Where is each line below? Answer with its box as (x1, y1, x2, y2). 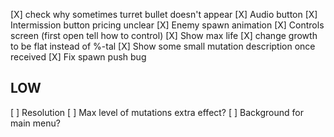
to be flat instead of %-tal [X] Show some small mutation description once (10, 40, 316, 52)
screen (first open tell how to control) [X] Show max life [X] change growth (10, 30, 318, 41)
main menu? (10, 117, 61, 129)
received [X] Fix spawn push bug (10, 51, 147, 63)
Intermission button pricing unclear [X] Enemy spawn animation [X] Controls (10, 19, 325, 31)
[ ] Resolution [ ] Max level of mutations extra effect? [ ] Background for (10, 106, 304, 118)
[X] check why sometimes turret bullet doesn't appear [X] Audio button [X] (10, 9, 318, 20)
